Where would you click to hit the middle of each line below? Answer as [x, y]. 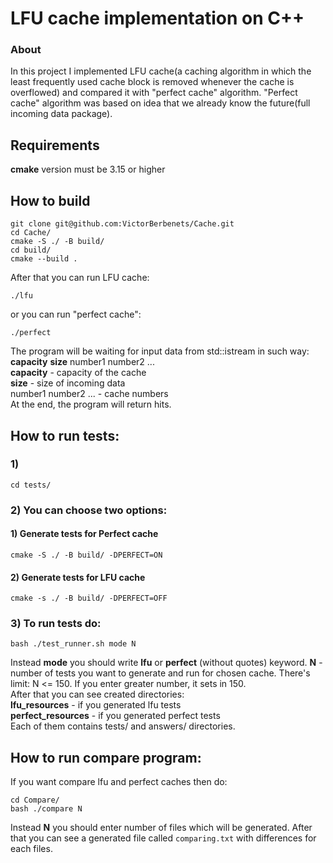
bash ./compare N [46, 809]
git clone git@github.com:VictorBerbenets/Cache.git [122, 224]
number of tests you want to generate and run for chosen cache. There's [160, 673]
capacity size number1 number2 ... [82, 362]
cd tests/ [31, 485]
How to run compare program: [106, 757]
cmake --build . [44, 259]
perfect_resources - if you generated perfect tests [115, 716]
